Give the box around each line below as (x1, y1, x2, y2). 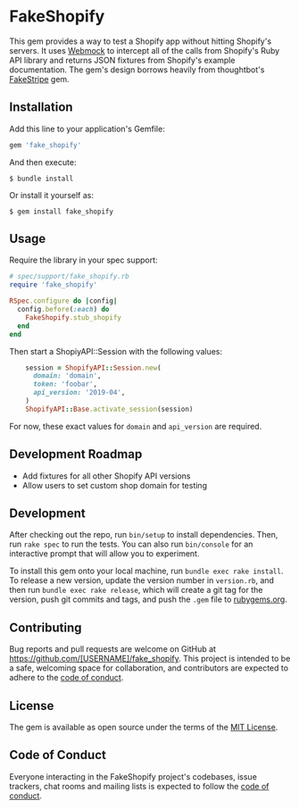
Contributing (9, 620, 82, 635)
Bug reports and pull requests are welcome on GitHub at (9, 644, 217, 655)
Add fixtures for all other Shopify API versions (21, 471, 191, 481)
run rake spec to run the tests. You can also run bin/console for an (9, 538, 253, 550)
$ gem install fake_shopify (9, 207, 114, 216)
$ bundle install (9, 174, 74, 183)
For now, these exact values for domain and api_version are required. (9, 421, 262, 431)
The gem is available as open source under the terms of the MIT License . (9, 721, 278, 733)
